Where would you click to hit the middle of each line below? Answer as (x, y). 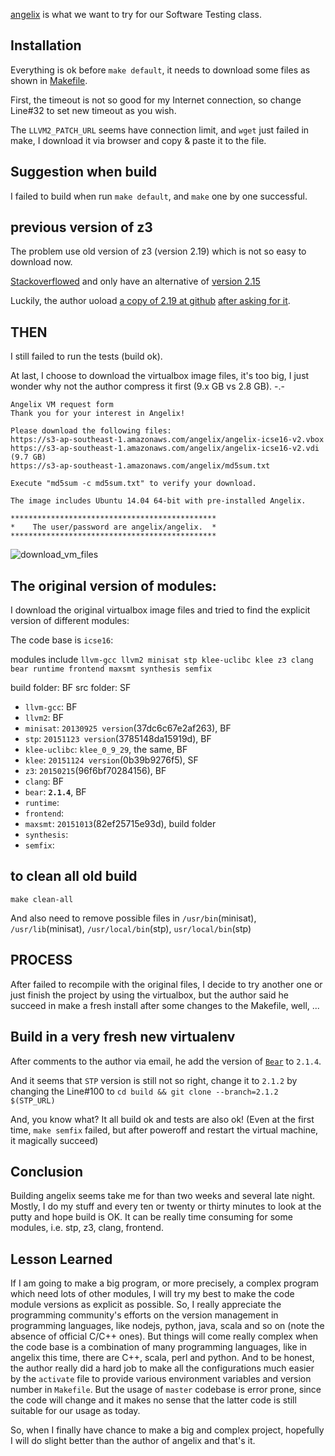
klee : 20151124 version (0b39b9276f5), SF (111, 760)
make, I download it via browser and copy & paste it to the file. (138, 140)
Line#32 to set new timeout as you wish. (93, 110)
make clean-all (42, 899)
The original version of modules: (113, 585)
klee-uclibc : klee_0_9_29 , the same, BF (106, 750)
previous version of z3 (81, 227)
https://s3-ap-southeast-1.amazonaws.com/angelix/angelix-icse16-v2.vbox (167, 440)
